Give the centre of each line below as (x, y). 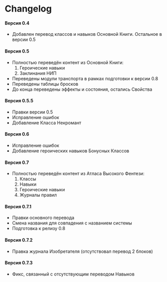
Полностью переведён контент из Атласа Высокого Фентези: (78, 174)
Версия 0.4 (17, 23)
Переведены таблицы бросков (45, 84)
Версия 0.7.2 (19, 240)
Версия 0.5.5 (19, 101)
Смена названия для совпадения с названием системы (72, 223)
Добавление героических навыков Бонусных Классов (71, 151)
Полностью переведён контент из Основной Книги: (68, 62)
